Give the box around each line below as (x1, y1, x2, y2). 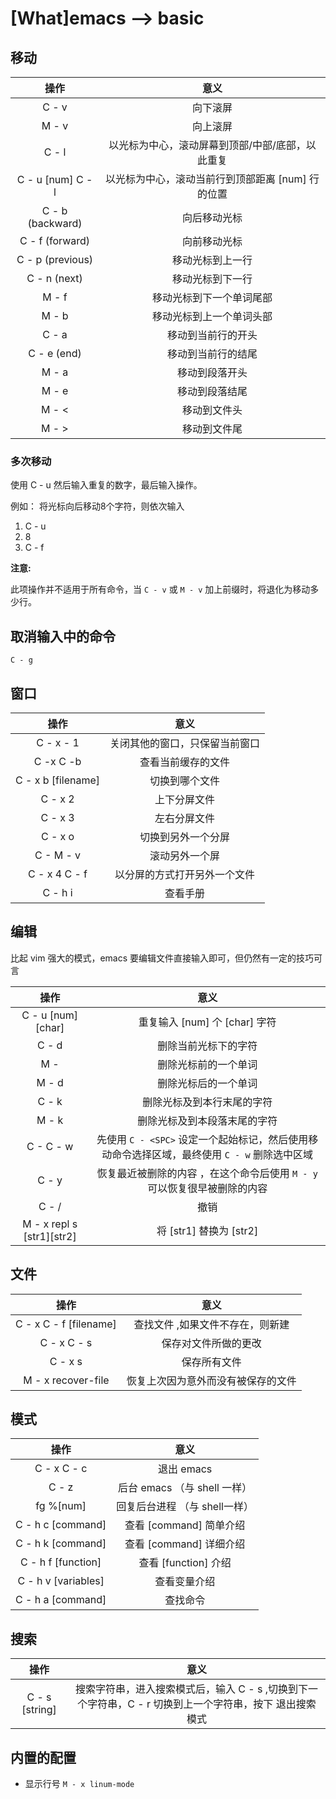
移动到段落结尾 (177, 385, 248, 398)
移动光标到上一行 (172, 253, 253, 267)
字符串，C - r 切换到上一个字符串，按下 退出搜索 (87, 1697, 317, 1711)
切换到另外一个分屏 (139, 830, 231, 844)
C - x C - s (39, 1335, 93, 1349)
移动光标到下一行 (172, 272, 253, 286)
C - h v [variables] (17, 1574, 105, 1588)
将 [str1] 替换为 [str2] (156, 1223, 259, 1237)
